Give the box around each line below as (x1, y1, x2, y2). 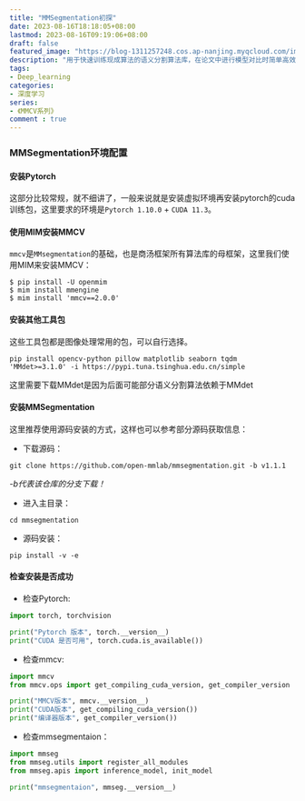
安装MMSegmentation (9, 402, 95, 413)
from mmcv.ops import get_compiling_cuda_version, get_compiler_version (9, 680, 290, 689)
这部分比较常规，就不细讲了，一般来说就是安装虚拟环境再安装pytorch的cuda (9, 193, 296, 204)
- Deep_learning (9, 73, 71, 82)
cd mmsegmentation (9, 516, 79, 525)
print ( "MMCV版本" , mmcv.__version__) (9, 696, 150, 706)
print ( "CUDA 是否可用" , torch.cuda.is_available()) (9, 636, 204, 646)
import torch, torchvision (9, 611, 112, 621)
